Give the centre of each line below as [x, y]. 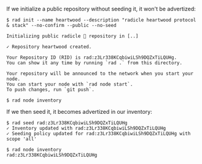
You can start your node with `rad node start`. [70, 84]
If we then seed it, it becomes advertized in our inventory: [79, 112]
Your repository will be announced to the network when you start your [100, 73]
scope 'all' [21, 139]
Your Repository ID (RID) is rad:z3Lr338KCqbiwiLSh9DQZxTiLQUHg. [91, 58]
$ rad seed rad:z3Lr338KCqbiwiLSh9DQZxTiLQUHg [67, 123]
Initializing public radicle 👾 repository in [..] [72, 36]
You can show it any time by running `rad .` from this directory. [95, 63]
